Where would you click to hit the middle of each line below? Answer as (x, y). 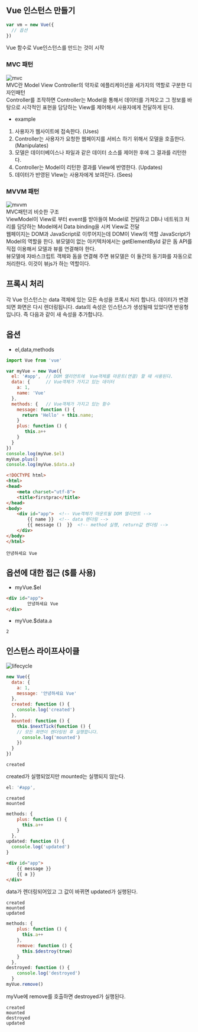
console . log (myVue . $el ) (35, 453)
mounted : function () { (40, 721)
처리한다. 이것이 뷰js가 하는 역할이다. (48, 264)
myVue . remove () (25, 985)
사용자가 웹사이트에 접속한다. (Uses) (57, 131)
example (25, 119)
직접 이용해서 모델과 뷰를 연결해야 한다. (51, 249)
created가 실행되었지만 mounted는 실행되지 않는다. (66, 777)
